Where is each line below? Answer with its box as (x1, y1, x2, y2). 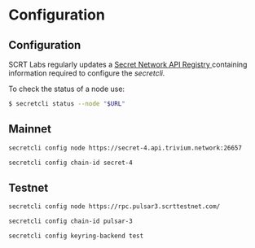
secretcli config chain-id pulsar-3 (8, 217, 133, 225)
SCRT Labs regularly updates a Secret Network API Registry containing (8, 59, 248, 69)
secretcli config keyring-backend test (8, 232, 144, 240)
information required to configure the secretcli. (8, 68, 165, 78)
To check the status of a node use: (8, 84, 125, 94)
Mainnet (8, 122, 51, 136)
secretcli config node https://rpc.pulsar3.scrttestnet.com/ (8, 202, 221, 211)
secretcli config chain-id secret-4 (8, 159, 133, 167)
